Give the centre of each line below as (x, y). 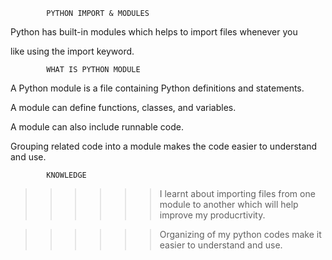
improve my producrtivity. (212, 215)
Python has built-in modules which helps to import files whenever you (154, 32)
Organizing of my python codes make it (240, 234)
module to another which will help (229, 204)
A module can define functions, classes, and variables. (123, 107)
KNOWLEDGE (66, 175)
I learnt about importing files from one (237, 193)
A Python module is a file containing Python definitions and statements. (157, 88)
